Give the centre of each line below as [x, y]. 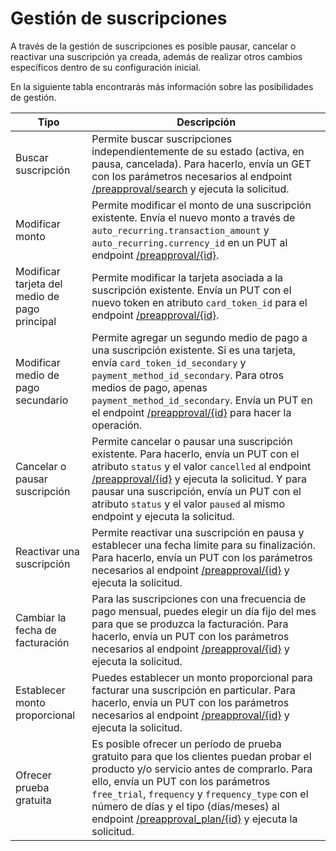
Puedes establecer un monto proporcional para [202, 677]
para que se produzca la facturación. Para [190, 624]
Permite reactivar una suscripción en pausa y [198, 532]
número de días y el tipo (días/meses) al [185, 806]
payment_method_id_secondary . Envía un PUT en [202, 400]
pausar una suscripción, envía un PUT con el [196, 491]
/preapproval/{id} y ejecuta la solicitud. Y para [199, 479]
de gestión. [33, 97]
